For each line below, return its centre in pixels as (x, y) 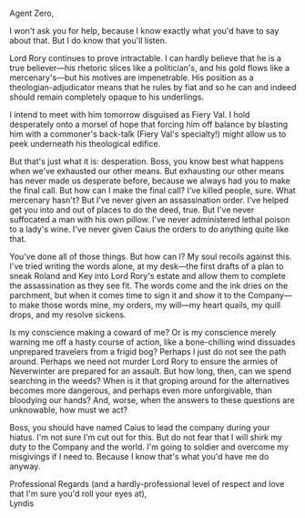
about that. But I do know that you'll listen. (88, 41)
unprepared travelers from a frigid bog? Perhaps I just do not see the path (148, 352)
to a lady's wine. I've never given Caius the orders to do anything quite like (149, 229)
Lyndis (22, 503)
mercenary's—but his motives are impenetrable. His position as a (132, 78)
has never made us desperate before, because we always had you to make (150, 181)
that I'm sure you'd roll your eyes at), (78, 493)
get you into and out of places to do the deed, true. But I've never (132, 210)
